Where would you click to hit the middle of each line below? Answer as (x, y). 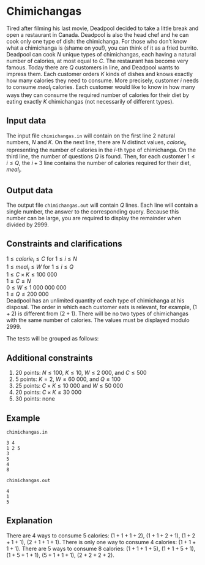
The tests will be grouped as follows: (53, 339)
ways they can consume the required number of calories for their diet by (98, 95)
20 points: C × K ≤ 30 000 (48, 392)
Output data (30, 190)
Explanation (30, 521)
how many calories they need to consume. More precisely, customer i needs (102, 80)
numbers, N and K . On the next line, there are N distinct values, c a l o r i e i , (97, 143)
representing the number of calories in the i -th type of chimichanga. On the (101, 150)
